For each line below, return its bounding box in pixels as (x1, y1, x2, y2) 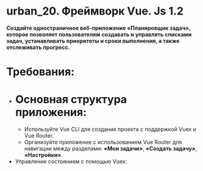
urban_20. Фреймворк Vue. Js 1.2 (6, 4, 184, 18)
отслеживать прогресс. (6, 44, 70, 51)
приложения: (15, 106, 87, 119)
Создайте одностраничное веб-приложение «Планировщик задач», (6, 24, 191, 32)
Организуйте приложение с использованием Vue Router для (24, 138, 182, 146)
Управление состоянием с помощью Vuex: (15, 158, 127, 165)
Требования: (6, 65, 75, 79)
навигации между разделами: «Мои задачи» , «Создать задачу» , (24, 145, 198, 152)
